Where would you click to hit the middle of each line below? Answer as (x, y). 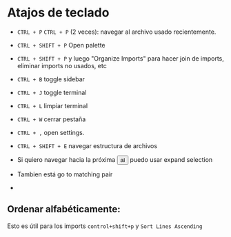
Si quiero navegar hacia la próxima (66, 159)
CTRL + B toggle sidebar (51, 79)
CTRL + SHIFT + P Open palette (61, 45)
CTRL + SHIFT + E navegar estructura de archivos (87, 145)
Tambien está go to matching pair (65, 174)
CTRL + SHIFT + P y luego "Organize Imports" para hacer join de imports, (120, 58)
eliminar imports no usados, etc (62, 65)
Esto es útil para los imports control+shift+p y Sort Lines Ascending (105, 226)
